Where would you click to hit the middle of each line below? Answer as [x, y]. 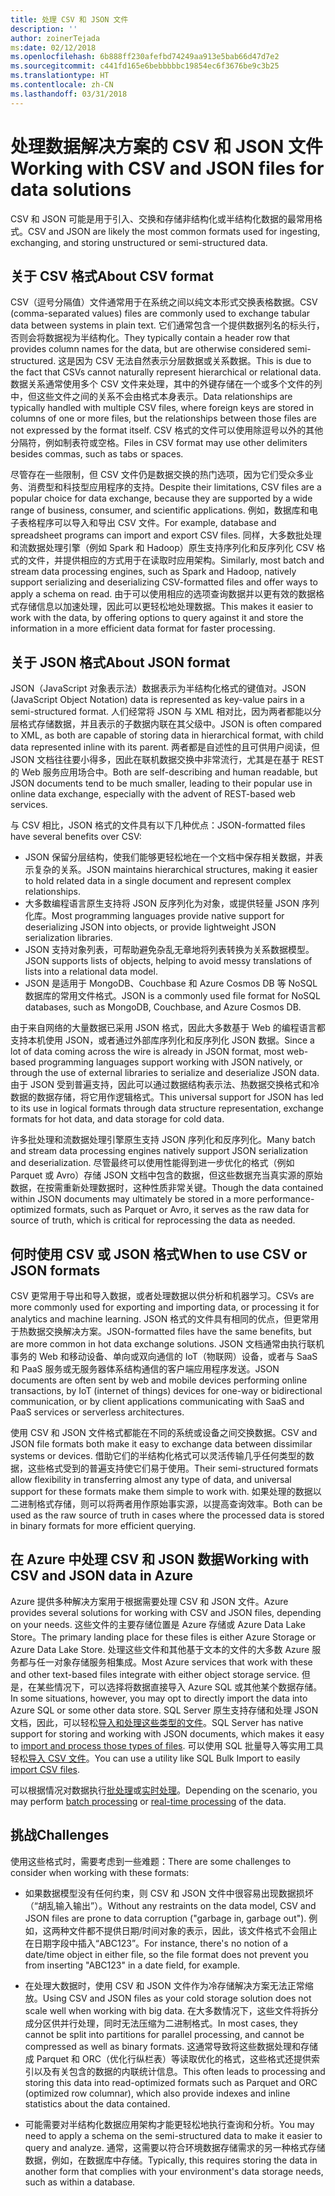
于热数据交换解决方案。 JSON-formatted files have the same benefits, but [161, 1331]
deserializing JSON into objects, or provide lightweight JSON [150, 927]
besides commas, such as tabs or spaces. [97, 454]
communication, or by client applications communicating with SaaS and [157, 1401]
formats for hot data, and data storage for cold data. [117, 1119]
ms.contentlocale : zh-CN [62, 85]
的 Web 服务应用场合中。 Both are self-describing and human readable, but [164, 772]
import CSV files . [45, 1769]
